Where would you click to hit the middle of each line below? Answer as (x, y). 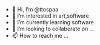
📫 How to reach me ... (40, 36)
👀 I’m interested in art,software (50, 16)
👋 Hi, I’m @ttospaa (35, 9)
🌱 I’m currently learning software (53, 22)
